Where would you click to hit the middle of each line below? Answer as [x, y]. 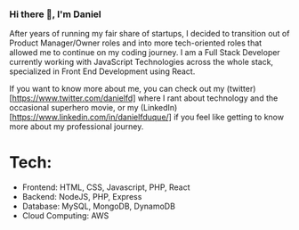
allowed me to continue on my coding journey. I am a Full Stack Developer [145, 53]
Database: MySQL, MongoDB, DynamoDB [99, 206]
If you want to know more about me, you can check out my [117, 89]
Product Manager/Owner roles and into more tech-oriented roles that [136, 43]
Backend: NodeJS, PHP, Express [82, 197]
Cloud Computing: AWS [65, 216]
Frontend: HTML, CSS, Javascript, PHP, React [106, 187]
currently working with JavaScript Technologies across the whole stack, [141, 62]
